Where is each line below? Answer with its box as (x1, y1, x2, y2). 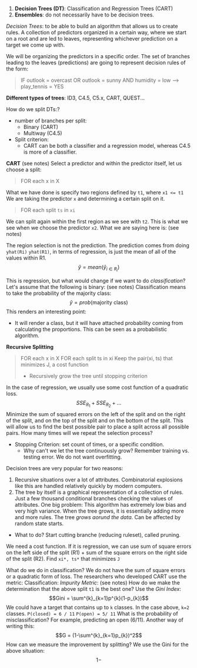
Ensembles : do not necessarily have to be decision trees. (14, 11, 155, 18)
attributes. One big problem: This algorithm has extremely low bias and (14, 501, 186, 509)
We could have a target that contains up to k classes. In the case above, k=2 (6, 604, 189, 611)
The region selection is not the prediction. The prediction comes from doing (6, 242, 189, 249)
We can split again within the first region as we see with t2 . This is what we (6, 218, 188, 225)
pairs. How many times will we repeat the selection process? (6, 430, 153, 437)
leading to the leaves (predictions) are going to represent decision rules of (6, 59, 186, 66)
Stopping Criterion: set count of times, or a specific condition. (14, 441, 165, 448)
